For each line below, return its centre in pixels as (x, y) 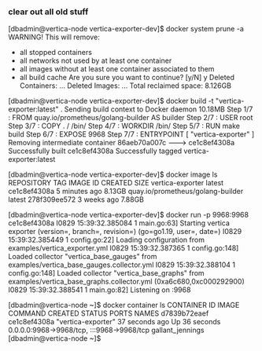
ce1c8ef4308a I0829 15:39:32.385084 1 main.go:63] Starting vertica (119, 223)
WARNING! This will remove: (54, 37)
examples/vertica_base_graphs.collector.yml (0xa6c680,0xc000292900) (127, 282)
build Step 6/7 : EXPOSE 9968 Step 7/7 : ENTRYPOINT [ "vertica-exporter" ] (131, 134)
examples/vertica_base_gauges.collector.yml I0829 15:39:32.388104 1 (122, 265)
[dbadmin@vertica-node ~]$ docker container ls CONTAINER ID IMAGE (124, 305)
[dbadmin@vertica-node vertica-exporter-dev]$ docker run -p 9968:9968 (129, 215)
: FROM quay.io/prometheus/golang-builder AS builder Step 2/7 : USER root (131, 118)
